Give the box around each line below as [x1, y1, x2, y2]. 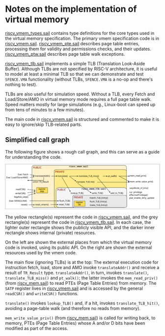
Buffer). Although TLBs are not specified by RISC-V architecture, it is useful [5, 65, 158, 72]
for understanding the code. [5, 154, 62, 160]
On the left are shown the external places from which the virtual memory [5, 239, 152, 245]
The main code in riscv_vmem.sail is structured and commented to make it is [5, 116, 160, 122]
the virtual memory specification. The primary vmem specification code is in [5, 35, 160, 41]
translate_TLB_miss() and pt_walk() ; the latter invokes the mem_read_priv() [5, 275, 158, 281]
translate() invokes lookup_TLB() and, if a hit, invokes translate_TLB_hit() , [5, 300, 160, 306]
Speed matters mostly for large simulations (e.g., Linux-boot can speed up [5, 101, 156, 107]
